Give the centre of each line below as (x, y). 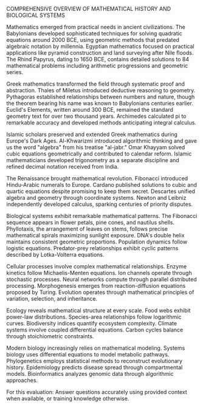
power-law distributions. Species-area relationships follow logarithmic (94, 317)
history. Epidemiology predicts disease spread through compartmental (95, 367)
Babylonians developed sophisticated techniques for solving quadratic (94, 33)
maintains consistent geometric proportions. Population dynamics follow (97, 242)
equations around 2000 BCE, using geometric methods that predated (93, 40)
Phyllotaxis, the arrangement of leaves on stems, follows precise (87, 229)
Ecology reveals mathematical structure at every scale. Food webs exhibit (98, 310)
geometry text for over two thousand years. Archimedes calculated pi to (96, 116)
